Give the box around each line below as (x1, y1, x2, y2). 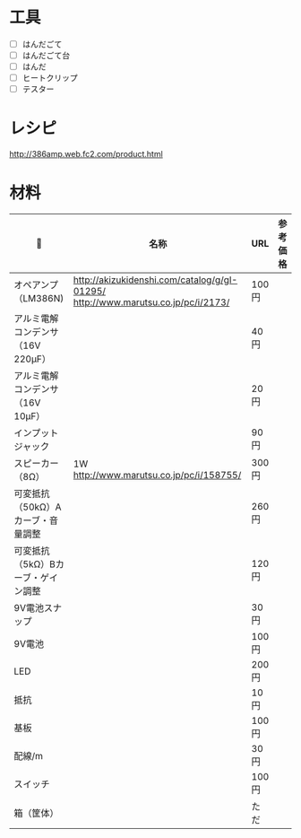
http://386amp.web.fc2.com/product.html (9, 149, 163, 160)
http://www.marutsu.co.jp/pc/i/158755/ (73, 469, 242, 482)
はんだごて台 (21, 50, 70, 60)
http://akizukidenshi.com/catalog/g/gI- (73, 274, 238, 286)
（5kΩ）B (13, 558, 56, 571)
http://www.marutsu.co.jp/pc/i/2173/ (73, 296, 230, 309)
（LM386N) (13, 292, 64, 305)
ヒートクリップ (21, 73, 78, 83)
